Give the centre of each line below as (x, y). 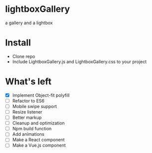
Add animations (28, 134)
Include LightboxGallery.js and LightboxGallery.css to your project (79, 61)
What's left (28, 82)
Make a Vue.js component (39, 145)
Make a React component (38, 140)
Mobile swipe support (34, 106)
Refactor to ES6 (28, 101)
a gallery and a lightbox (29, 23)
